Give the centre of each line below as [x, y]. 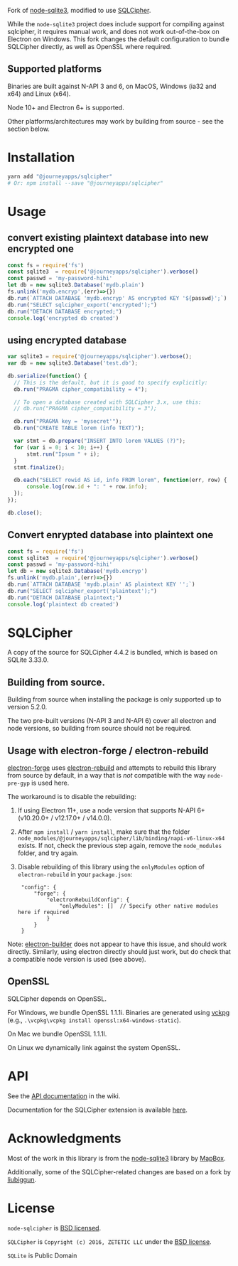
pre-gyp [19, 784]
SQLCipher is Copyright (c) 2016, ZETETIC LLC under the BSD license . [109, 1241]
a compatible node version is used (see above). [77, 960]
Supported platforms [54, 69]
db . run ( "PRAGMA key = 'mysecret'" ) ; [68, 422]
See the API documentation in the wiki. [64, 1096]
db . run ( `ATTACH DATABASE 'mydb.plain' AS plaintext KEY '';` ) [101, 584]
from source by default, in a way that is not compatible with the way [107, 776]
